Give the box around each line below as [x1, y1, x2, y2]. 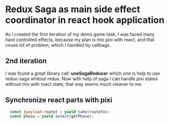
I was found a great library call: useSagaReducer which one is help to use [5, 70, 160, 76]
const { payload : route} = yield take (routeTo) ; [10, 109, 110, 114]
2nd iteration [5, 57, 47, 66]
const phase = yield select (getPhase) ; [10, 114, 94, 119]
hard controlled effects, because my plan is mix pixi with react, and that [5, 37, 155, 43]
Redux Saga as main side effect [5, 4, 141, 15]
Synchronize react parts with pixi [5, 96, 113, 105]
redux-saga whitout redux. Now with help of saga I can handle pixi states [5, 75, 158, 82]
